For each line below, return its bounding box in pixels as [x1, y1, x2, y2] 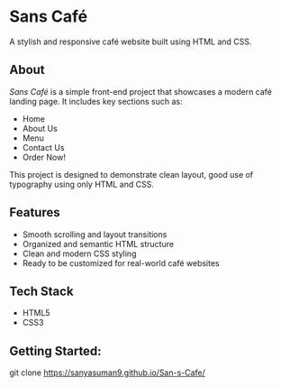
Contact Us [22, 142, 65, 152]
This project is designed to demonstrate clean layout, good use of [9, 169, 254, 180]
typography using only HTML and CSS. [9, 179, 155, 189]
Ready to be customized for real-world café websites [22, 257, 220, 268]
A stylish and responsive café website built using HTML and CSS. [9, 36, 252, 47]
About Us [22, 123, 59, 134]
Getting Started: [9, 343, 102, 358]
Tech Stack [9, 283, 74, 299]
